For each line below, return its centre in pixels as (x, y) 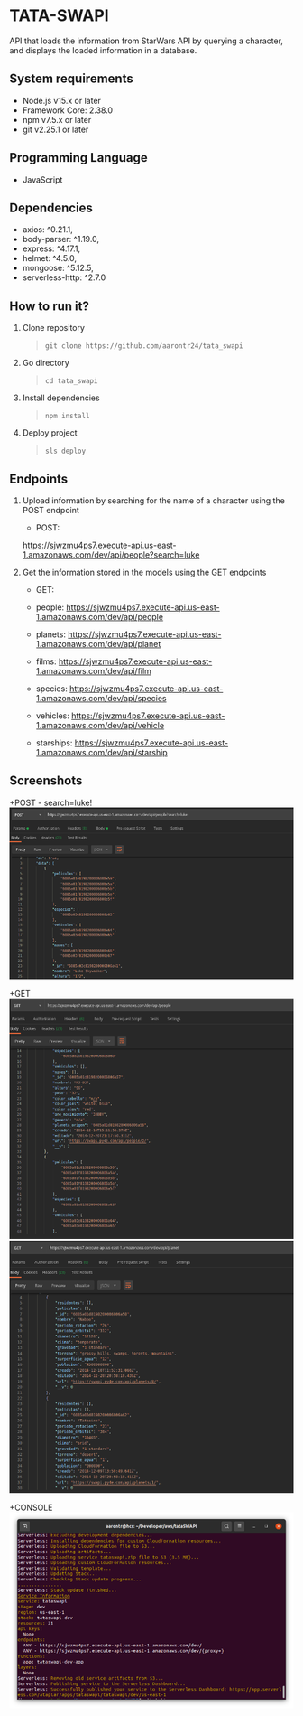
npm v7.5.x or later (57, 119)
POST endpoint (50, 510)
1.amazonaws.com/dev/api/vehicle (100, 725)
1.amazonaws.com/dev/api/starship (102, 752)
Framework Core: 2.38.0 (68, 110)
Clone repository (54, 328)
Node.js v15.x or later (62, 100)
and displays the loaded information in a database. (103, 50)
